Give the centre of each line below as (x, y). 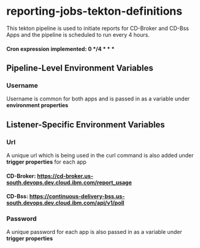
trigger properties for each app (47, 162)
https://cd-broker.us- (65, 176)
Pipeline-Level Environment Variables (80, 68)
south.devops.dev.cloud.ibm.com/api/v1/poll (65, 203)
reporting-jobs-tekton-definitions (94, 11)
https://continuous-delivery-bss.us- (77, 197)
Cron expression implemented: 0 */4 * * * (60, 49)
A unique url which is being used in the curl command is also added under (100, 155)
